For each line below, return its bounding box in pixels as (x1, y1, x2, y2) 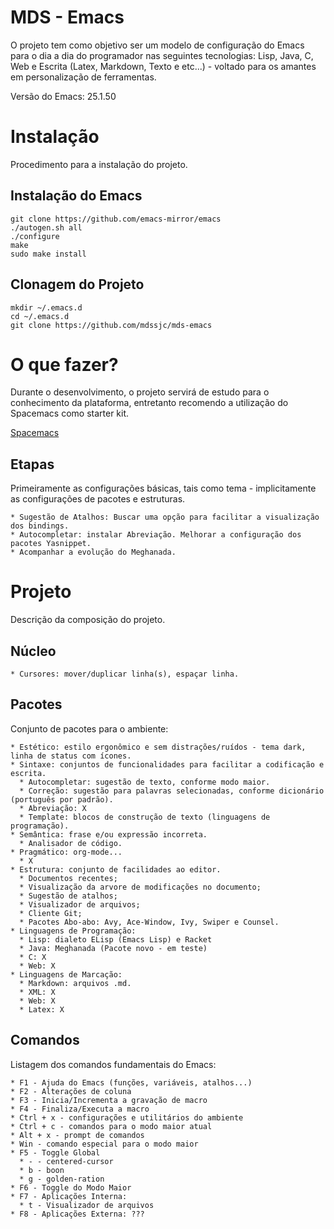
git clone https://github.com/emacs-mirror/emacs (10, 214, 222, 224)
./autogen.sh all (10, 222, 83, 233)
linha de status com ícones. (10, 751, 132, 761)
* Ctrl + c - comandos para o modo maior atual (10, 1121, 213, 1131)
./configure (10, 231, 60, 241)
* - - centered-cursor (19, 1156, 114, 1166)
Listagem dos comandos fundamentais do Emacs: (10, 1058, 217, 1070)
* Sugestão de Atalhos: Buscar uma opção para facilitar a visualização (10, 512, 320, 523)
